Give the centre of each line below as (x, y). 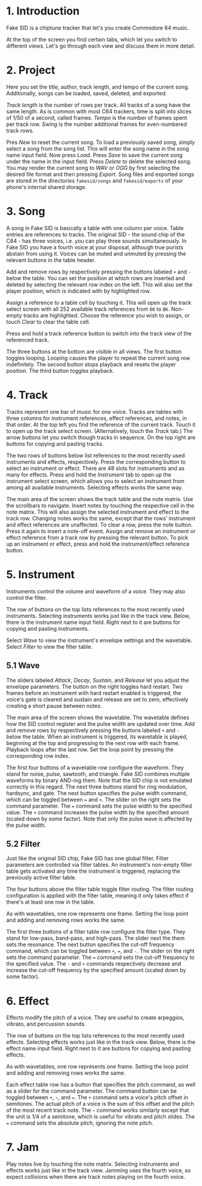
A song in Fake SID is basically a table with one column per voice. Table (95, 228)
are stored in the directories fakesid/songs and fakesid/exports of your (95, 180)
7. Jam (23, 1147)
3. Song (26, 211)
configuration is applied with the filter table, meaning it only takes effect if (98, 896)
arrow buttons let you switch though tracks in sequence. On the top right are (101, 437)
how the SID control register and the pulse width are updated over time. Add (101, 723)
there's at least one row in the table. (50, 902)
